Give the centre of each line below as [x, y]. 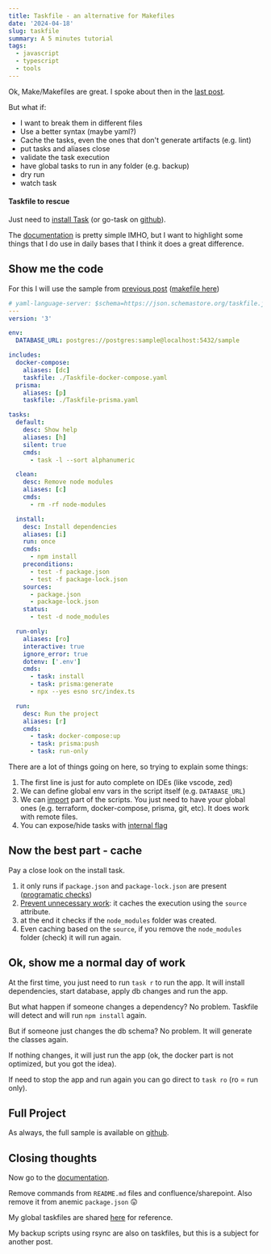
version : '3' [30, 319]
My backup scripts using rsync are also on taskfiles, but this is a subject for [134, 1233]
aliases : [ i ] [45, 534]
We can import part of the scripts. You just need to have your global [133, 800]
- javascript [38, 53]
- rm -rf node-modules [68, 505]
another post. [31, 1242]
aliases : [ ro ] [46, 639]
